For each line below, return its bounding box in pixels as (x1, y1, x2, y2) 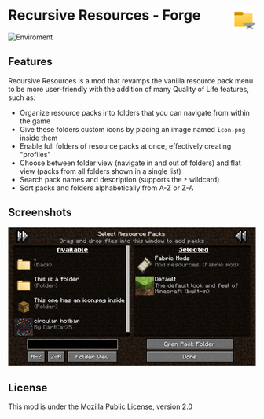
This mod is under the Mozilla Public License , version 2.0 (8, 402, 193, 411)
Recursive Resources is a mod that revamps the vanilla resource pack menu (8, 75, 254, 85)
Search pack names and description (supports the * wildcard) (19, 175, 220, 184)
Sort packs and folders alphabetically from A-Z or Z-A (19, 183, 194, 193)
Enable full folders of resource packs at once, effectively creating (19, 141, 232, 151)
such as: (8, 93, 36, 102)
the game (19, 116, 51, 126)
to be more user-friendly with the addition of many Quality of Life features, (8, 84, 249, 94)
